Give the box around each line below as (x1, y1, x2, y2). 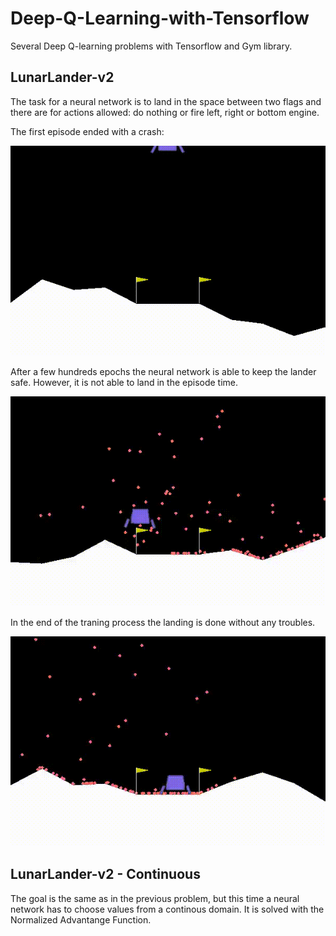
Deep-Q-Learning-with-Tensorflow (10, 7, 310, 30)
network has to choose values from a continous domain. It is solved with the (10, 903, 325, 915)
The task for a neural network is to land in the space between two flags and (10, 95, 322, 107)
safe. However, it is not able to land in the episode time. (10, 376, 239, 388)
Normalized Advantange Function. (10, 913, 152, 926)
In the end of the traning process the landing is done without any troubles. (10, 616, 316, 628)
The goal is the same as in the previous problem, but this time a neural (10, 892, 300, 904)
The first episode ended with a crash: (10, 125, 165, 137)
